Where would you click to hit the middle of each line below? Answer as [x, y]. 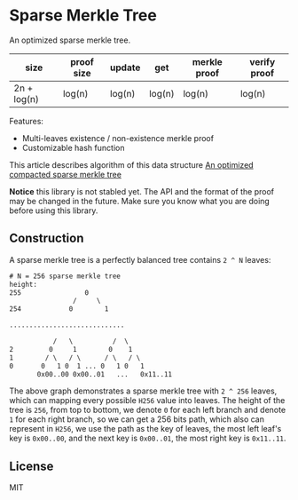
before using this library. [54, 210]
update [125, 67]
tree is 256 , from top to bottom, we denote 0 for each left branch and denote [148, 410]
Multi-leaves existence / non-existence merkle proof [118, 138]
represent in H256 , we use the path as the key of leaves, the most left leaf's [145, 429]
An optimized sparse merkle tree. [70, 40]
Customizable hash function [73, 147]
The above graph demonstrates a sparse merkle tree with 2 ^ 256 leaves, [143, 391]
